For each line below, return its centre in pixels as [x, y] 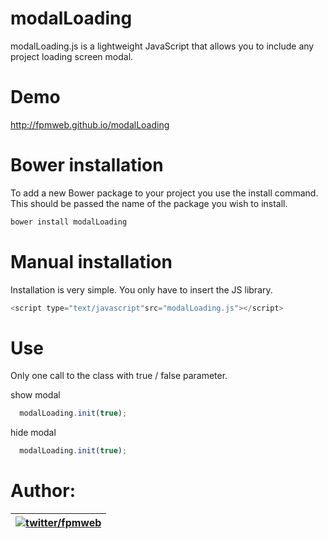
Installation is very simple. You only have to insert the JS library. [141, 289]
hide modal [33, 433]
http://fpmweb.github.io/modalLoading [90, 124]
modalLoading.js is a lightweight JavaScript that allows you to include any [162, 46]
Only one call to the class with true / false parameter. [119, 376]
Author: [43, 491]
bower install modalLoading [69, 222]
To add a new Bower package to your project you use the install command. [164, 193]
